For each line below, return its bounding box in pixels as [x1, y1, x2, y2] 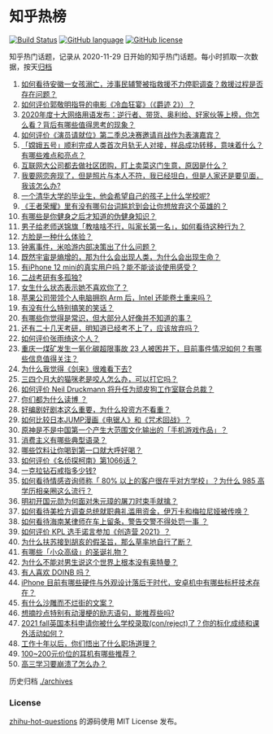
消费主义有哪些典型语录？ [20, 435, 107, 444]
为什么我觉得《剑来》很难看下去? [20, 364, 132, 374]
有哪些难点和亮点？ [20, 150, 86, 159]
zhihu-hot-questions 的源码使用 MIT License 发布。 [9, 717, 182, 727]
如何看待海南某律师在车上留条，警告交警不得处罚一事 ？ [20, 516, 209, 526]
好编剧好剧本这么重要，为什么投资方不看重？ [20, 404, 171, 414]
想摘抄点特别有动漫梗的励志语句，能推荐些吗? [20, 608, 175, 618]
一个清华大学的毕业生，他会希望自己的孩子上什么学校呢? [20, 190, 210, 200]
